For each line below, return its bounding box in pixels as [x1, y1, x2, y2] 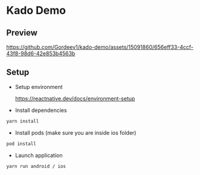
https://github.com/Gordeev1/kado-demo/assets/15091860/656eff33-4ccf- [6, 43, 194, 51]
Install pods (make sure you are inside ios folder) [15, 129, 137, 136]
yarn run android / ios [6, 163, 66, 169]
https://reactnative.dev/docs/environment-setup [15, 94, 135, 102]
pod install [6, 141, 36, 147]
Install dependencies [15, 106, 68, 114]
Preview [6, 28, 38, 38]
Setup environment [15, 83, 63, 90]
